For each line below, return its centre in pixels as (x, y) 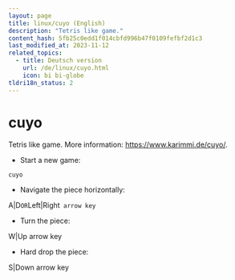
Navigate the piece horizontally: (73, 190)
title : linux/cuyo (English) (57, 23)
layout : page (30, 16)
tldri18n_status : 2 (41, 83)
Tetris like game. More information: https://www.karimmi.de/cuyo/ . (118, 144)
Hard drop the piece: (54, 252)
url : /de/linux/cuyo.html (66, 68)
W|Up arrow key (35, 237)
